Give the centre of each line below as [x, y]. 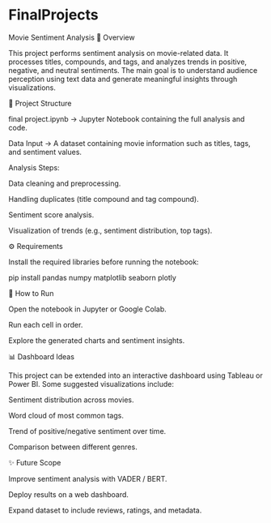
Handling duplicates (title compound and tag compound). [104, 199]
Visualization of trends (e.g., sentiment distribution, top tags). [110, 230]
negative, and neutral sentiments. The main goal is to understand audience [133, 70]
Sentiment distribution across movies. [71, 400]
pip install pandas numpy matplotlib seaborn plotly [92, 277]
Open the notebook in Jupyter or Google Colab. [88, 309]
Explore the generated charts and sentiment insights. [97, 340]
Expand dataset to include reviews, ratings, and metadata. [105, 510]
